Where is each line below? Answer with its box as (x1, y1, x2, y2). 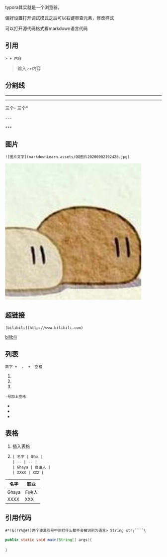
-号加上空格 (5, 394, 26, 400)
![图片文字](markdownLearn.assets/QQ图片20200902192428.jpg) (5, 154, 130, 159)
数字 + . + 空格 (5, 364, 43, 370)
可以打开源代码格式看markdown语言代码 (5, 25, 88, 31)
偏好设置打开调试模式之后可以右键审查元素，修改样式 (5, 15, 114, 21)
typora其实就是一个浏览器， (5, 4, 62, 10)
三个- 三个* (5, 105, 28, 111)
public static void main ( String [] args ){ (5, 537, 92, 542)
